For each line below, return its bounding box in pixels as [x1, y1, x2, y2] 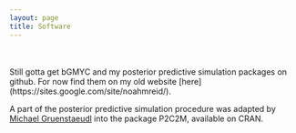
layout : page [9, 13, 59, 23]
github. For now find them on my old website [9, 76, 178, 87]
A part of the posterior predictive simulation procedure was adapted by [9, 103, 276, 114]
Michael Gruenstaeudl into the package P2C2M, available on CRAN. [9, 113, 264, 124]
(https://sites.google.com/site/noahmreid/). [9, 86, 171, 97]
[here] [179, 76, 202, 87]
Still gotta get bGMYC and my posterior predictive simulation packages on [9, 66, 288, 77]
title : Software [9, 22, 71, 31]
